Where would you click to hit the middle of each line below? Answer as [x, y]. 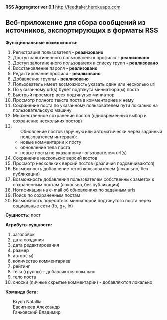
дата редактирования [36, 245]
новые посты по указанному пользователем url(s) [74, 153]
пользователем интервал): [49, 137]
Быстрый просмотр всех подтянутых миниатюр [64, 95]
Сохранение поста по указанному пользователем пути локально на [85, 105]
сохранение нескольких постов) [47, 121]
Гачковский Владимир [37, 312]
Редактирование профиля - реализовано [57, 73]
